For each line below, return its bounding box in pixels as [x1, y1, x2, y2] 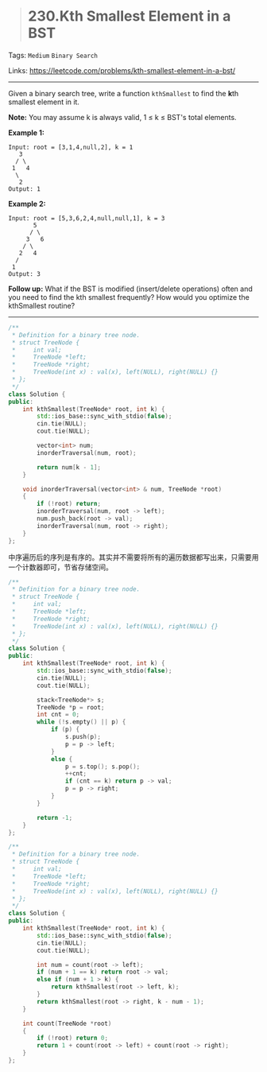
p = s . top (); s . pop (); [64, 763, 141, 771]
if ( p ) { [50, 725, 80, 734]
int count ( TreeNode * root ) [22, 1020, 112, 1027]
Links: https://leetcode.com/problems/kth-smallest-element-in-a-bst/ [8, 65, 236, 75]
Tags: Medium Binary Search [8, 50, 98, 60]
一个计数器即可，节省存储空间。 [8, 562, 113, 572]
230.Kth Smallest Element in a [27, 7, 231, 25]
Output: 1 [8, 184, 41, 193]
